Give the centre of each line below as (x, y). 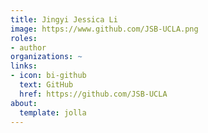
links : (24, 66)
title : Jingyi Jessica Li (64, 19)
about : (24, 103)
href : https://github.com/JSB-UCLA (93, 94)
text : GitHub (46, 85)
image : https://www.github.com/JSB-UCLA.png (104, 29)
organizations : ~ (46, 57)
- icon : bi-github (48, 76)
